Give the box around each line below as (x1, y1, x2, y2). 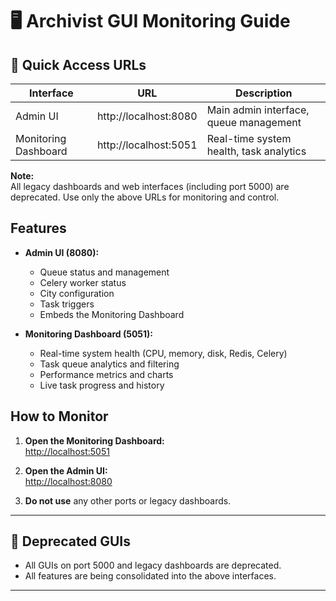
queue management (206, 116, 302, 129)
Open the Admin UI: (24, 464, 108, 477)
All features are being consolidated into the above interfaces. (24, 570, 277, 582)
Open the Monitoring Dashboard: (24, 434, 165, 447)
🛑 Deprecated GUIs (10, 533, 131, 550)
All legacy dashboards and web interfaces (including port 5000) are (10, 181, 290, 192)
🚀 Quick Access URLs (10, 56, 147, 73)
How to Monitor (10, 408, 109, 425)
